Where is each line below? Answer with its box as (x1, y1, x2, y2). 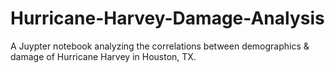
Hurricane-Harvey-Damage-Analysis (10, 7, 325, 30)
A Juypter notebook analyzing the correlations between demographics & (10, 40, 310, 52)
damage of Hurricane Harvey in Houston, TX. (10, 50, 197, 62)
